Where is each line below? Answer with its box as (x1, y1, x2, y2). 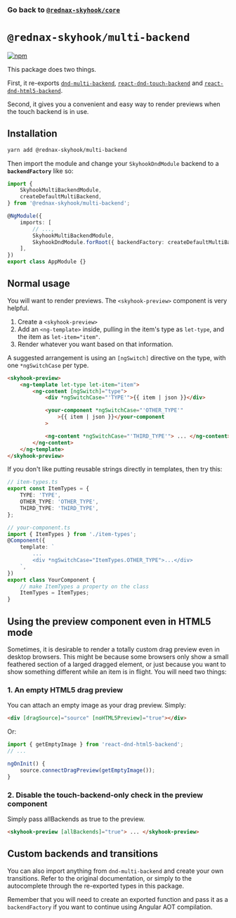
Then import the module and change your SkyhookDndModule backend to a (7, 159, 219, 167)
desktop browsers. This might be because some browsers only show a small (7, 653, 229, 661)
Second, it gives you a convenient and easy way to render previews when (7, 100, 221, 108)
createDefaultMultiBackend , (20, 193, 102, 200)
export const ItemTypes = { (7, 485, 90, 492)
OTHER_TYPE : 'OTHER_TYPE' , (20, 498, 99, 506)
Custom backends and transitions (7, 848, 159, 860)
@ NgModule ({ (7, 212, 42, 219)
